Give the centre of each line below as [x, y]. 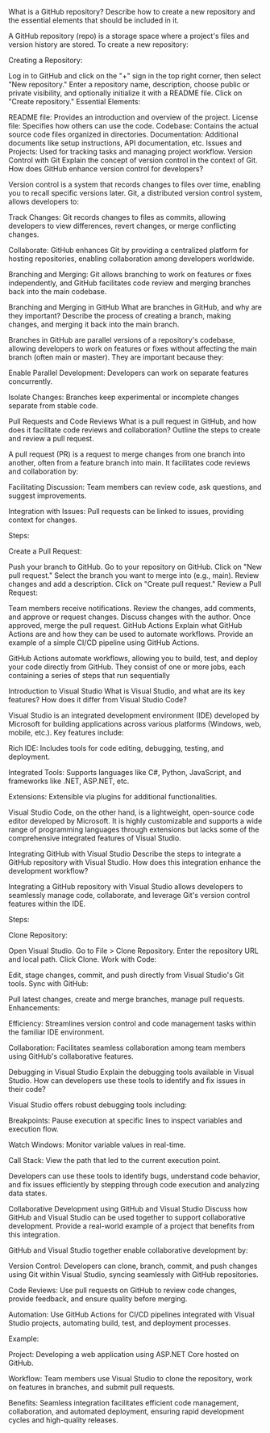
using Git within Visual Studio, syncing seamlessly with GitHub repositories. [134, 1275]
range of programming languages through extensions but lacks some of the [134, 829]
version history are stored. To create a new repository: [99, 44]
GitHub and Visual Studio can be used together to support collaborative [127, 1217]
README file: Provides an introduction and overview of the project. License [133, 117]
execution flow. [33, 1129]
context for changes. [43, 520]
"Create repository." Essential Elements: [75, 101]
